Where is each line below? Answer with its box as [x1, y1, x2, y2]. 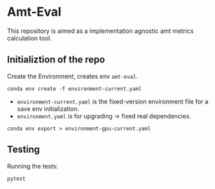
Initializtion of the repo [7, 54, 106, 66]
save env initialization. [16, 104, 80, 113]
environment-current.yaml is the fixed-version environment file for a [16, 97, 209, 105]
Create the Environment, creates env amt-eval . [7, 72, 139, 80]
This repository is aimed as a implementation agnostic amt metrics [7, 27, 194, 35]
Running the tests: [7, 162, 58, 170]
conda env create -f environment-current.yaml [7, 85, 142, 92]
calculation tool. [7, 34, 53, 42]
